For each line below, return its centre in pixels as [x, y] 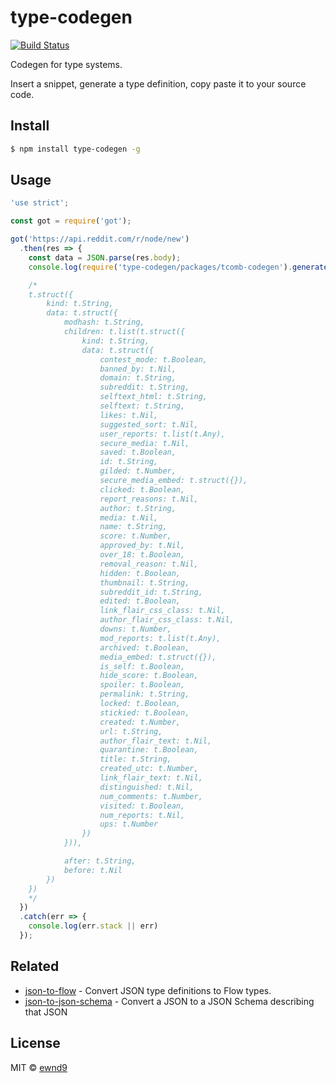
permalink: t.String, [144, 694]
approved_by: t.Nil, [142, 546]
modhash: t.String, [104, 322]
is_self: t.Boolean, [142, 666]
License [35, 1043]
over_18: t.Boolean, [142, 555]
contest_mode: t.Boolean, [153, 359]
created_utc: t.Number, [149, 769]
